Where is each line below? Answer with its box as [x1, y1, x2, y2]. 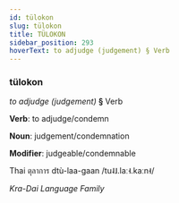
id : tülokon [9, 13, 54, 22]
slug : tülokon [9, 21, 63, 30]
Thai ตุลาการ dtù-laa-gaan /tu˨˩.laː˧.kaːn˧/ [9, 165, 155, 176]
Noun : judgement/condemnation [9, 131, 130, 141]
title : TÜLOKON [9, 30, 66, 38]
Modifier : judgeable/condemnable [9, 148, 136, 159]
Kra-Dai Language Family [9, 183, 105, 194]
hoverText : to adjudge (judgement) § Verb [9, 47, 170, 55]
